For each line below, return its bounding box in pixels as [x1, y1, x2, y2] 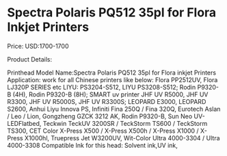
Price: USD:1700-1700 [7, 42, 69, 50]
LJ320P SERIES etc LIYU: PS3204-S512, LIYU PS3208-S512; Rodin [7, 83, 196, 91]
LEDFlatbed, [7, 119, 42, 127]
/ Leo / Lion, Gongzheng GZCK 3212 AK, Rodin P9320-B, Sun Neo [7, 112, 193, 120]
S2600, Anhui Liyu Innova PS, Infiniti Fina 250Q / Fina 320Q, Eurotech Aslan [7, 105, 221, 113]
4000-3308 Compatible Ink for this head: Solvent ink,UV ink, [7, 141, 178, 149]
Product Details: [7, 55, 53, 63]
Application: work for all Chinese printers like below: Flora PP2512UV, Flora [7, 75, 218, 83]
